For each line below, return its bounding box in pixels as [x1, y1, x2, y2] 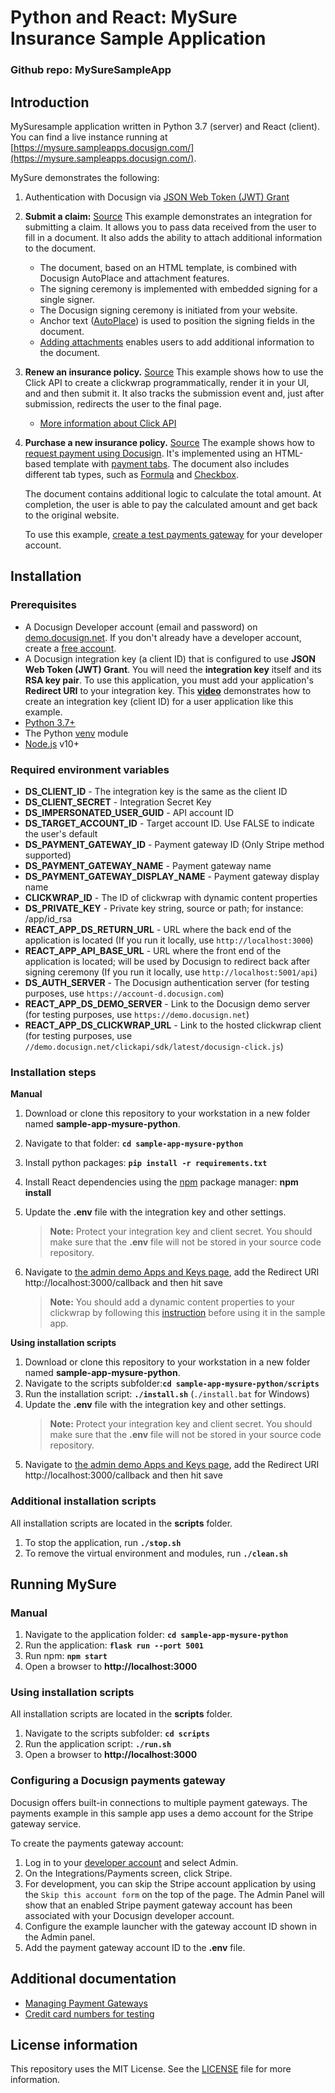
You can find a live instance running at [10, 131, 168, 143]
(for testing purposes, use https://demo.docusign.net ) [24, 1008, 250, 1020]
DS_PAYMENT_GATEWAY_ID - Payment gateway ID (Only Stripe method [24, 838, 325, 850]
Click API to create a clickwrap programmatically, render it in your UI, [24, 376, 310, 388]
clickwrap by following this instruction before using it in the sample [49, 1307, 326, 1319]
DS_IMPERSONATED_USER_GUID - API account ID [24, 806, 235, 818]
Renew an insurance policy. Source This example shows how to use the [24, 366, 324, 378]
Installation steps [10, 1065, 97, 1079]
